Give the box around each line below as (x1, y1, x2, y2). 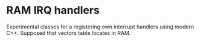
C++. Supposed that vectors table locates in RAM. (6, 29, 131, 36)
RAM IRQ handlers (6, 4, 100, 17)
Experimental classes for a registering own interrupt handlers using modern (6, 23, 195, 30)
